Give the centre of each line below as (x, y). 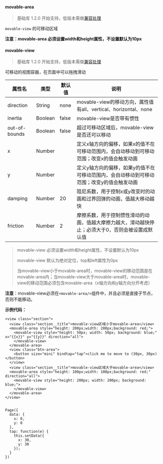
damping (17, 199)
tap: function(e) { (29, 432)
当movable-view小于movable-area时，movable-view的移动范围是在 (85, 271)
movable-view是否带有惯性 (108, 118)
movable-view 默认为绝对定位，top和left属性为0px (67, 260)
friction (16, 226)
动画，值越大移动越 (133, 199)
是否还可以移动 (94, 135)
